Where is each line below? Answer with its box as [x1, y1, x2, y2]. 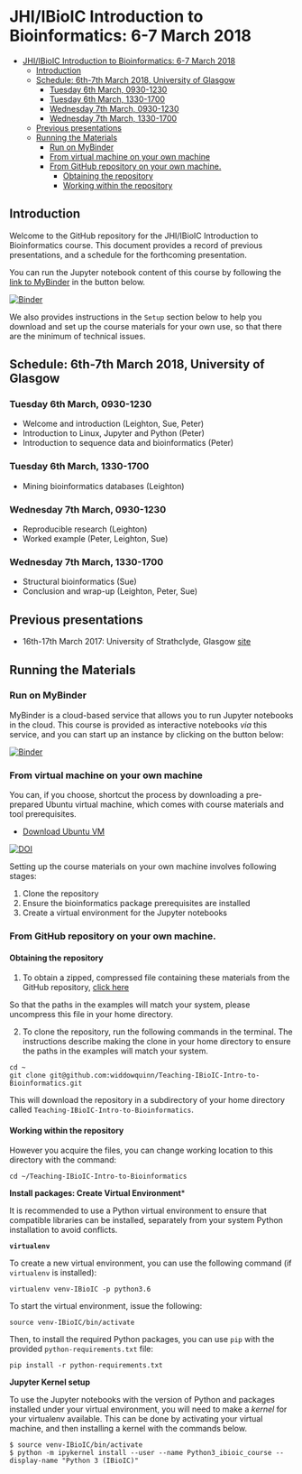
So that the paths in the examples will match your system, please [9, 999, 251, 1010]
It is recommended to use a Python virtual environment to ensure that [9, 1205, 268, 1216]
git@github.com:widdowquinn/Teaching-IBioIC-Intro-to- [49, 1071, 260, 1080]
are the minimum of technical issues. [9, 330, 146, 341]
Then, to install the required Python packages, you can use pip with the [9, 1334, 275, 1345]
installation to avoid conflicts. [9, 1225, 118, 1236]
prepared [9, 799, 44, 810]
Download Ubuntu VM [22, 826, 105, 837]
